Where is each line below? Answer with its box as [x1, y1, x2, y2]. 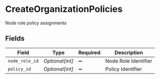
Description [114, 49, 143, 56]
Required [78, 49, 101, 56]
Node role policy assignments [5, 20, 67, 26]
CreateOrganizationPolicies [5, 3, 123, 15]
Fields [5, 34, 25, 43]
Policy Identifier [105, 66, 142, 73]
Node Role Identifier [105, 57, 152, 64]
